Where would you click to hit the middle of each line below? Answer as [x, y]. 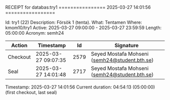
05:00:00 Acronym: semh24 [35, 33]
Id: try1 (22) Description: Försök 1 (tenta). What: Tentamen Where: [74, 22]
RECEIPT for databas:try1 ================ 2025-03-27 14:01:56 [78, 7]
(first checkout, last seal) [31, 92]
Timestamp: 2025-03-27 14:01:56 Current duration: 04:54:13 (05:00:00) [80, 87]
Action [19, 45]
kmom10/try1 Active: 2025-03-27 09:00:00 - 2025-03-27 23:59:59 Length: [83, 28]
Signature [127, 45]
